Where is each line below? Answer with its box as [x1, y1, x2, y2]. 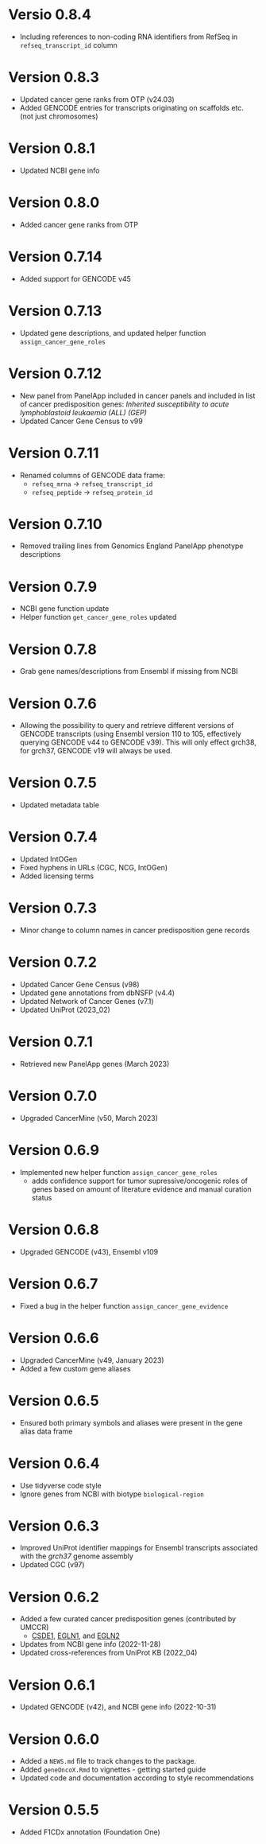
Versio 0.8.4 [8, 6, 91, 24]
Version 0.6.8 [8, 1221, 99, 1239]
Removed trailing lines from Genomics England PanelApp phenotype [19, 541, 244, 550]
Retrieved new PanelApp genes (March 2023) [19, 1059, 170, 1068]
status [31, 1192, 52, 1202]
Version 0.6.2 [8, 1588, 99, 1606]
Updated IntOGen [19, 854, 78, 864]
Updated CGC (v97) [19, 1560, 85, 1570]
